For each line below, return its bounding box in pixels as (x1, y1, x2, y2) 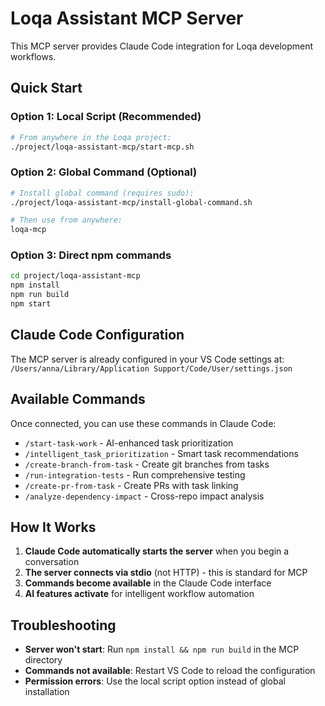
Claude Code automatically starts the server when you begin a (24, 545, 290, 557)
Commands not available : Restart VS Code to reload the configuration (24, 665, 316, 677)
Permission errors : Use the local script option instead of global (24, 675, 286, 687)
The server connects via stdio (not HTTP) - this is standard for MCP (24, 567, 308, 579)
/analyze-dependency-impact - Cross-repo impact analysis (24, 490, 265, 502)
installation (24, 686, 70, 698)
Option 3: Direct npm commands (10, 248, 172, 262)
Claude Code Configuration (10, 327, 185, 344)
